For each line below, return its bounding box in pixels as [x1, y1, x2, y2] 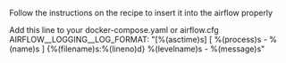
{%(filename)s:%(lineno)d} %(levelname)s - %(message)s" [46, 43, 265, 54]
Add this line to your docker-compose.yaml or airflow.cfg [9, 25, 219, 35]
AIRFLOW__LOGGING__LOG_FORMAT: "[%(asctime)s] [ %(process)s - [9, 35, 268, 44]
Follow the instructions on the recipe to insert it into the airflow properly [9, 8, 273, 18]
